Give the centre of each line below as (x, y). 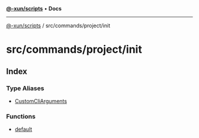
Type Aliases (25, 88)
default (23, 129)
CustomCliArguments (41, 101)
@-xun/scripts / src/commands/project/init (58, 25)
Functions (21, 116)
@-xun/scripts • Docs (34, 9)
